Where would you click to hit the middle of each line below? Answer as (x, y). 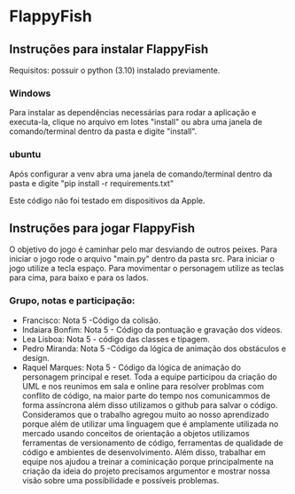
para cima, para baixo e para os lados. (79, 278)
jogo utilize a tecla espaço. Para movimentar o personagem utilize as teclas (147, 269)
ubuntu (25, 154)
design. (36, 357)
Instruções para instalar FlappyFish (109, 49)
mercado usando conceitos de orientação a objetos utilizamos (136, 433)
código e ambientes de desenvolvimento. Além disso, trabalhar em (144, 452)
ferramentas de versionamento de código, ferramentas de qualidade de (152, 443)
